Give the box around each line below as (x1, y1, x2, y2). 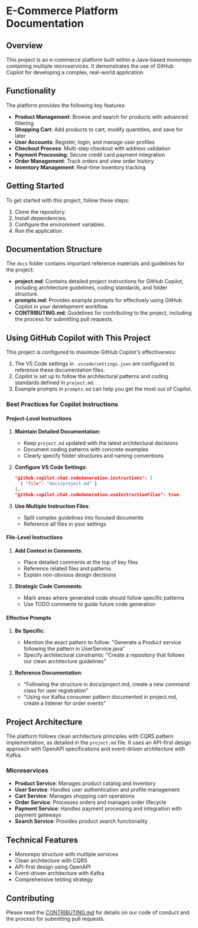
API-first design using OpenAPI (14, 863, 91, 870)
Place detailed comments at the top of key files (23, 559, 138, 566)
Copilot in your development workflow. (14, 303, 109, 310)
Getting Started (6, 181, 64, 191)
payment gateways (14, 812, 61, 819)
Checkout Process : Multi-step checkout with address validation (14, 144, 171, 152)
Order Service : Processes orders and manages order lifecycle (14, 799, 167, 806)
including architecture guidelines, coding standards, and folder (14, 284, 168, 292)
